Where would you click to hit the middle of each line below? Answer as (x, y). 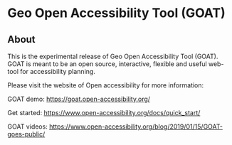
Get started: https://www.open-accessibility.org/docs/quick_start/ (104, 113)
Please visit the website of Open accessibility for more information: (106, 85)
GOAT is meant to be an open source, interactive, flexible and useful (107, 64)
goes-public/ (26, 134)
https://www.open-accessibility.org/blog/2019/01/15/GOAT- (136, 127)
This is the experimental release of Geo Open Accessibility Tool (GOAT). (113, 56)
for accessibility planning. (58, 71)
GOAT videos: (27, 127)
